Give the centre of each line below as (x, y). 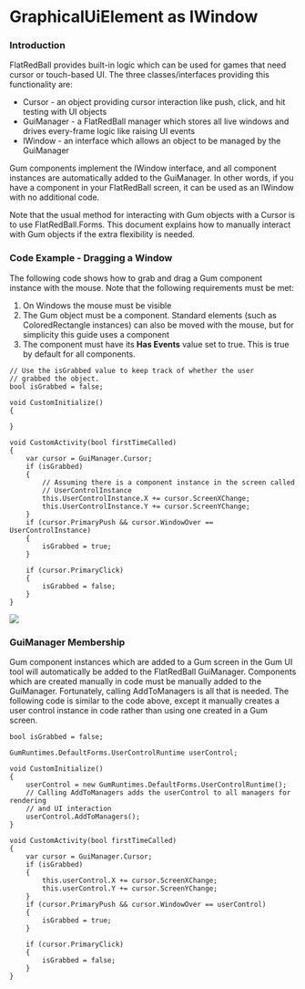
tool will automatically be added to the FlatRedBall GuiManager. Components (153, 671)
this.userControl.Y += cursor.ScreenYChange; (130, 889)
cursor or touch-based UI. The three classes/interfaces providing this (140, 75)
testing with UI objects (65, 112)
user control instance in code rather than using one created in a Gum (139, 711)
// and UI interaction (69, 809)
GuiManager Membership (67, 642)
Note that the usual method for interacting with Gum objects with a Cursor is (152, 215)
